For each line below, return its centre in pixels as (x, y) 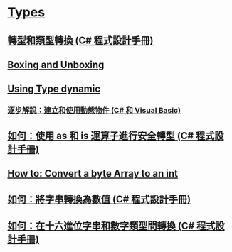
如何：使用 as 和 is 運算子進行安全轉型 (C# (101, 136)
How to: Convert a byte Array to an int (93, 174)
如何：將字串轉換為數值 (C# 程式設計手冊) (99, 199)
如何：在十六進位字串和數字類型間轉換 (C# (101, 225)
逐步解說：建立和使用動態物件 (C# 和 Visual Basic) (94, 111)
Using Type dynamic (54, 89)
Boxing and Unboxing (56, 65)
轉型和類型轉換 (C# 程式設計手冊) (80, 40)
